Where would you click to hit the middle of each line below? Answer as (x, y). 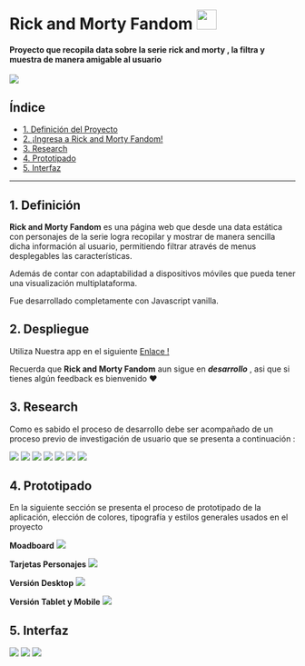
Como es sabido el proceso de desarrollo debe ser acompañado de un (142, 429)
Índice (27, 108)
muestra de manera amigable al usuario (85, 59)
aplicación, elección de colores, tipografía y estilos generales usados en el (149, 517)
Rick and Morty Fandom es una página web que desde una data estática (146, 227)
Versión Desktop (42, 583)
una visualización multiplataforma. (74, 283)
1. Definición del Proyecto (70, 129)
